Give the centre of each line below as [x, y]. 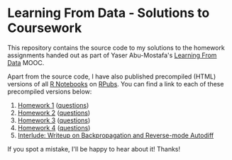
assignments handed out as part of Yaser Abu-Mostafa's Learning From [112, 55]
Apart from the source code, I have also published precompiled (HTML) [112, 76]
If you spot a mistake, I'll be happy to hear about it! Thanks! [94, 149]
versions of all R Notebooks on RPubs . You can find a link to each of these [116, 84]
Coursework [45, 28]
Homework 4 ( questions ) [54, 127]
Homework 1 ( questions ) [53, 105]
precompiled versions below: [50, 91]
